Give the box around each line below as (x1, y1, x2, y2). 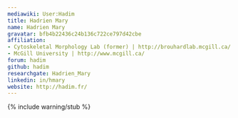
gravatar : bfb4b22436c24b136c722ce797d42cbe (7, 30, 142, 38)
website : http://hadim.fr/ (7, 83, 88, 90)
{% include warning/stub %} (7, 102, 91, 111)
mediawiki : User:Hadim (7, 10, 75, 18)
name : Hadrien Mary (7, 23, 66, 31)
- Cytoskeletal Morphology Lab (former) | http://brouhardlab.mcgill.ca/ (7, 43, 232, 50)
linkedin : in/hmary (7, 76, 66, 84)
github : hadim (7, 63, 50, 70)
